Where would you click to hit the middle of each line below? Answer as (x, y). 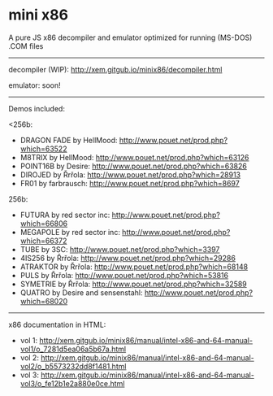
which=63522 (43, 149)
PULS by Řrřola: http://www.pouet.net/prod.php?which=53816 (124, 275)
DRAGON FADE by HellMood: (69, 140)
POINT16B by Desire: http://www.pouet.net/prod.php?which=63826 (134, 166)
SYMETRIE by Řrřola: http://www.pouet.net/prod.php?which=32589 (134, 284)
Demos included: (37, 108)
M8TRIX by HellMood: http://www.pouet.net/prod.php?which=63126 (134, 157)
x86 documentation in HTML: (57, 324)
